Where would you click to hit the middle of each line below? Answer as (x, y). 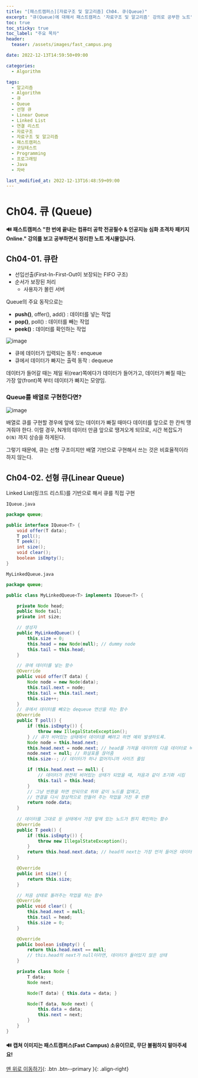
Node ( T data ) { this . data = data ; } (72, 993)
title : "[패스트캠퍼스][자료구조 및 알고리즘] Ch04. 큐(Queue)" (77, 12)
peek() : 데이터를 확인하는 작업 (50, 329)
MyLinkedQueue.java (30, 574)
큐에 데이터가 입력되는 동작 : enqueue (58, 353)
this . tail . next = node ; (56, 688)
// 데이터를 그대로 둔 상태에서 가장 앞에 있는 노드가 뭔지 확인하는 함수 (92, 819)
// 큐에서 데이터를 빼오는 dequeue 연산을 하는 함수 (72, 709)
